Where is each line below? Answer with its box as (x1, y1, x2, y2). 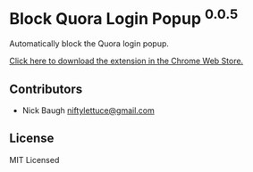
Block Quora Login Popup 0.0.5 (9, 5, 239, 29)
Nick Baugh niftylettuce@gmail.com (21, 105, 155, 116)
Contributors (9, 81, 83, 96)
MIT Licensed (9, 154, 60, 165)
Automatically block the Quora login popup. (9, 38, 170, 49)
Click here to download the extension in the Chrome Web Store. (9, 55, 244, 67)
